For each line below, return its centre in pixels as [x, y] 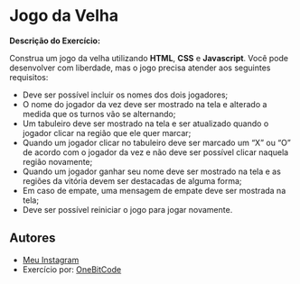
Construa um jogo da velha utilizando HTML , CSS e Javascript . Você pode [149, 58]
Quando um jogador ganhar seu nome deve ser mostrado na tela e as [152, 171]
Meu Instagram [51, 260]
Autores [33, 238]
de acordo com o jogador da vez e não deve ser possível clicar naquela [155, 152]
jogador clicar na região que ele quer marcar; [107, 133]
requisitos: [29, 77]
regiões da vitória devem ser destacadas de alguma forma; [132, 180]
